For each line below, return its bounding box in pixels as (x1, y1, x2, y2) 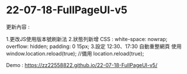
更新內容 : (6, 23, 30, 30)
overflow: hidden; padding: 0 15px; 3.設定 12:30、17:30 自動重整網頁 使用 (6, 43, 182, 50)
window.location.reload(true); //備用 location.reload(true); (6, 50, 144, 57)
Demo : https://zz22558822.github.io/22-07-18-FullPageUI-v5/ (6, 61, 158, 68)
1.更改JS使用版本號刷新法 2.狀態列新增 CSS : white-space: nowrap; (6, 35, 168, 42)
